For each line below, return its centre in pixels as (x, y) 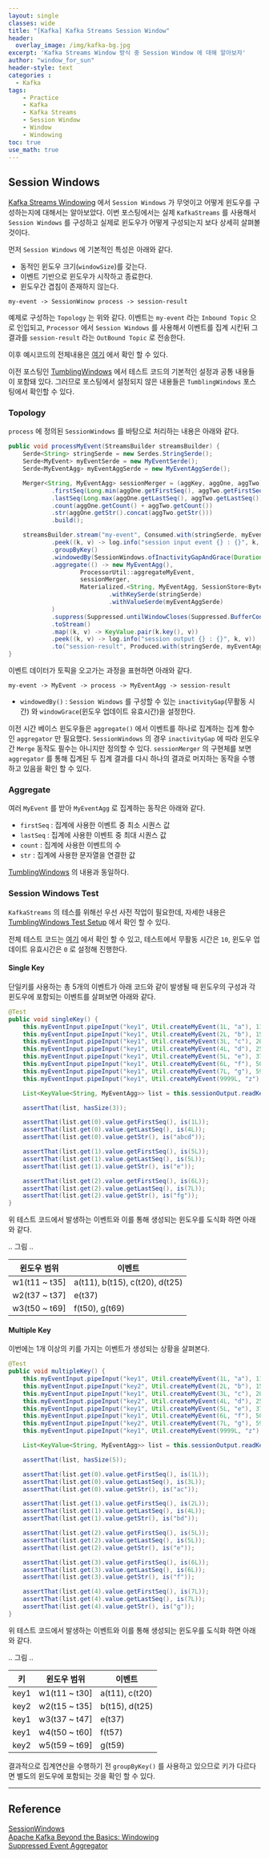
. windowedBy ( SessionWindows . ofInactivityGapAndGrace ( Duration (157, 557)
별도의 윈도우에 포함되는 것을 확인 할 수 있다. (86, 1776)
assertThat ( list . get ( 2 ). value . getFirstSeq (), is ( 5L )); (116, 1533)
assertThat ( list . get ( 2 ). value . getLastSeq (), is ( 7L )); (114, 1188)
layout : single (34, 16)
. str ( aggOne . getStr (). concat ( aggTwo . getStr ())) (132, 513)
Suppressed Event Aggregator (58, 1845)
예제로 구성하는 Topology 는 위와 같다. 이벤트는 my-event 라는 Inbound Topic (128, 318)
